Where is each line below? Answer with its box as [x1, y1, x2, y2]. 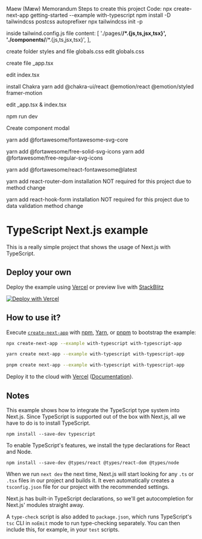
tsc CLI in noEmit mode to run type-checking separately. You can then [6, 520, 180, 526]
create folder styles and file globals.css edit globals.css [6, 48, 145, 55]
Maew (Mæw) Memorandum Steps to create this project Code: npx [6, 5, 172, 12]
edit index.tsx [6, 71, 40, 78]
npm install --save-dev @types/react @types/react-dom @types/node [6, 460, 180, 466]
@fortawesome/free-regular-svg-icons [6, 154, 104, 161]
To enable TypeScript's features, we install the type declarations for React [6, 442, 191, 449]
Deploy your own [6, 267, 71, 277]
